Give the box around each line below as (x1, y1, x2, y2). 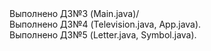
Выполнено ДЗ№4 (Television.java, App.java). (9, 18, 202, 30)
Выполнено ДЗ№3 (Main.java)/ (9, 8, 140, 19)
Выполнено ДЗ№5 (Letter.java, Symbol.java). (9, 29, 197, 41)
